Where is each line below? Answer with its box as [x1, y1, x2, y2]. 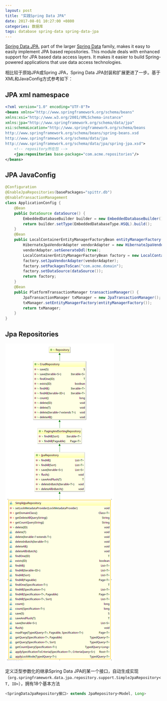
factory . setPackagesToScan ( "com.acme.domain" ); [23, 263, 123, 269]
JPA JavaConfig [5, 171, 56, 179]
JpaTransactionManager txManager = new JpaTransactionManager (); [23, 295, 162, 300]
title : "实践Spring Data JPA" [5, 13, 66, 18]
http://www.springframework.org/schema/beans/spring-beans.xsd [5, 131, 139, 136]
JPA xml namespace [5, 90, 70, 99]
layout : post [5, 8, 32, 13]
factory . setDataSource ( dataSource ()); [23, 269, 103, 274]
